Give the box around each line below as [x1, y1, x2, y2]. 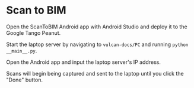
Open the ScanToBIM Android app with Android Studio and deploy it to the [6, 23, 188, 30]
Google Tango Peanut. [6, 29, 61, 36]
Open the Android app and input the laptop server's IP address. [6, 58, 161, 66]
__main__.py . [6, 47, 37, 54]
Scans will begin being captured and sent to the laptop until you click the [6, 70, 184, 77]
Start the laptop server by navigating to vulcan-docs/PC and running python [6, 41, 189, 48]
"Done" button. [6, 76, 43, 83]
